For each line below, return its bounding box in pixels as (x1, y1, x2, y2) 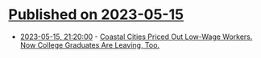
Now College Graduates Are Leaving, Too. (19, 40, 159, 49)
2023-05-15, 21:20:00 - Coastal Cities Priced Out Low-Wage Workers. (19, 32, 253, 41)
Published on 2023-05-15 (8, 6, 184, 24)
